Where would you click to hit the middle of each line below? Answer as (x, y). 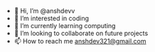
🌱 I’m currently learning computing (65, 26)
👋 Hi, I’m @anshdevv (44, 11)
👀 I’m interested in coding (52, 18)
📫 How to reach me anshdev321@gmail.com (80, 41)
